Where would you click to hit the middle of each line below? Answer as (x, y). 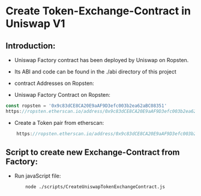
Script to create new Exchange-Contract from (93, 153)
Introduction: (31, 46)
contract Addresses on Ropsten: (54, 83)
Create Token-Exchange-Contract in (98, 11)
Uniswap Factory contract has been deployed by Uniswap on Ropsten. (101, 60)
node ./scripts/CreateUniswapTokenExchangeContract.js (95, 187)
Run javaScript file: (37, 176)
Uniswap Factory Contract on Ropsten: (62, 95)
